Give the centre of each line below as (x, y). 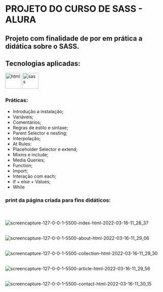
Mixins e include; (30, 154)
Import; (20, 171)
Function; (22, 165)
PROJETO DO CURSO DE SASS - (74, 9)
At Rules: (22, 144)
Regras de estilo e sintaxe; (40, 127)
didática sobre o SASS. (43, 46)
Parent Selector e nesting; (40, 133)
